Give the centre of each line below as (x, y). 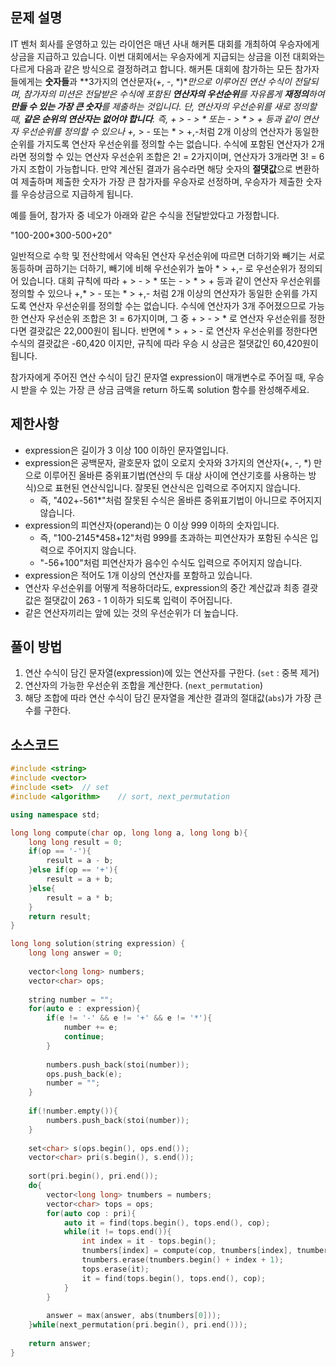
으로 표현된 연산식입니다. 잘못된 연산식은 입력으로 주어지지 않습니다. (168, 487)
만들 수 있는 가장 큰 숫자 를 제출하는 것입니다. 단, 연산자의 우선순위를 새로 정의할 (164, 106)
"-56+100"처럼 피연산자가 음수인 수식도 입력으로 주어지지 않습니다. (171, 562)
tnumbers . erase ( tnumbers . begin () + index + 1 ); (182, 1260)
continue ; (84, 1037)
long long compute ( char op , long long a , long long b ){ (129, 833)
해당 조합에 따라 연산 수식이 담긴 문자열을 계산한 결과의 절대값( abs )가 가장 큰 (173, 698)
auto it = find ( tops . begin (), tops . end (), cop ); (167, 1223)
